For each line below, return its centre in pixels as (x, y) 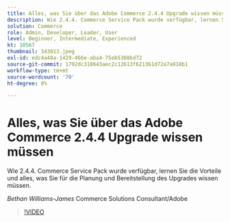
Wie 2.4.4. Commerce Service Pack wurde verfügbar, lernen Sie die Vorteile (114, 171)
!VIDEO (34, 212)
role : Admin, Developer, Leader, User (62, 32)
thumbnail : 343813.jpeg (41, 52)
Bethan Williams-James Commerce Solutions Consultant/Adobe (98, 199)
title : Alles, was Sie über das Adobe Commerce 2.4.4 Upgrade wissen (108, 13)
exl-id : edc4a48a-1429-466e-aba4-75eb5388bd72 (75, 58)
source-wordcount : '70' (41, 77)
